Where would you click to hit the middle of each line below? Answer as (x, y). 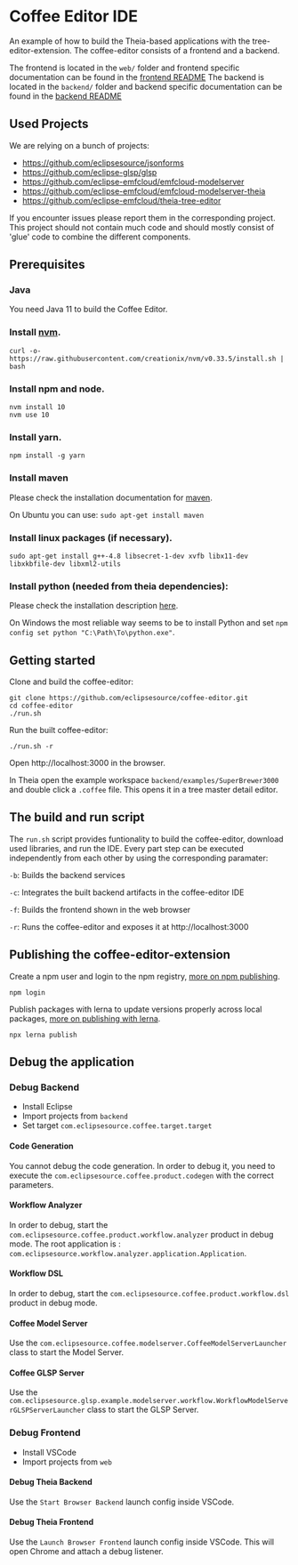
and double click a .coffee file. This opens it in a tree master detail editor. (144, 790)
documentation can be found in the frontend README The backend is (137, 77)
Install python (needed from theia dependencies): (119, 586)
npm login (28, 992)
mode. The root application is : (65, 1244)
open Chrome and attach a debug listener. (86, 1552)
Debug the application (72, 1062)
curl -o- (25, 351)
